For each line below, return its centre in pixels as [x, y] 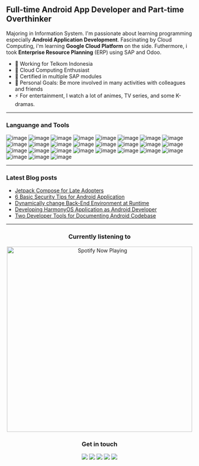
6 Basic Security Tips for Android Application [70, 197]
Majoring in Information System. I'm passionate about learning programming [99, 33]
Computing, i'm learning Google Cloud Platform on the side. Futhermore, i [97, 46]
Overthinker [29, 19]
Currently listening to [99, 237]
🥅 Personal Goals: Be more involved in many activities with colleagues [100, 82]
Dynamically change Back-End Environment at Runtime [82, 203]
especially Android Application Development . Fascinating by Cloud [89, 39]
